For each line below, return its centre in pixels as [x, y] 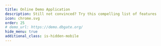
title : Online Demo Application [37, 9]
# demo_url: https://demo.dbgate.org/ [44, 27]
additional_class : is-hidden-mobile [42, 36]
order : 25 [15, 23]
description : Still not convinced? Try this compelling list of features [81, 14]
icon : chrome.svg [22, 18]
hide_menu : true [21, 32]
